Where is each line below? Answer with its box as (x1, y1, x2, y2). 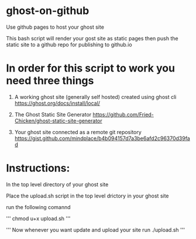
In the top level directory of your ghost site (6, 180, 109, 188)
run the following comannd (6, 203, 71, 210)
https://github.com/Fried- (92, 111, 154, 118)
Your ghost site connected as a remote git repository (14, 128, 142, 135)
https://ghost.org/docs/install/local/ (14, 100, 101, 107)
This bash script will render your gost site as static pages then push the (6, 35, 178, 42)
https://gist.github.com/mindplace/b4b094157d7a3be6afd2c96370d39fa (14, 135, 190, 142)
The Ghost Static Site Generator (14, 111, 92, 118)
